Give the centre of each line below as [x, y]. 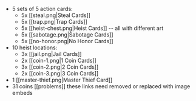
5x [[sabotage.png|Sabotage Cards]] [67, 35]
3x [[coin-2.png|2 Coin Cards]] [60, 67]
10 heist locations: [35, 47]
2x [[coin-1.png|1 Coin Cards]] [59, 61]
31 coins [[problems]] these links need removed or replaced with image [101, 86]
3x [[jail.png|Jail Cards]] [51, 54]
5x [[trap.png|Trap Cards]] [54, 22]
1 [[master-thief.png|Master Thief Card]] [62, 80]
